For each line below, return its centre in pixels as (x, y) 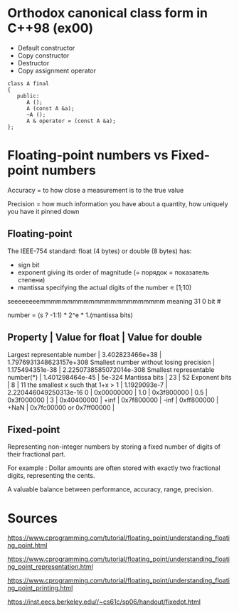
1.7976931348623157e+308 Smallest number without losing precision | (111, 362)
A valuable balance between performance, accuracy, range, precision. (110, 489)
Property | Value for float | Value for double (105, 337)
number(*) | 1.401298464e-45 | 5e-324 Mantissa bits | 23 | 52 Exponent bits (119, 377)
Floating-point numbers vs (88, 155)
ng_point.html (27, 545)
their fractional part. (37, 454)
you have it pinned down (43, 211)
